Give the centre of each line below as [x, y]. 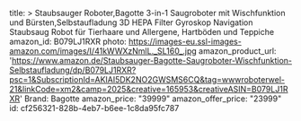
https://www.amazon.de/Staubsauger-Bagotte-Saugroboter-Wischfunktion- [152, 60]
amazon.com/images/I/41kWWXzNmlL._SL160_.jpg [103, 51]
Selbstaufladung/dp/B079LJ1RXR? [73, 70]
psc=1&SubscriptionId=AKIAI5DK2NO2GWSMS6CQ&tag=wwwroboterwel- [147, 79]
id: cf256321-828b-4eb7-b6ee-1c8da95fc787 [94, 108]
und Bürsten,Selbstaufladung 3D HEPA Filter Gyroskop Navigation [131, 22]
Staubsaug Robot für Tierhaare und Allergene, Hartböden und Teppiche [142, 32]
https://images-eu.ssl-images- [186, 41]
